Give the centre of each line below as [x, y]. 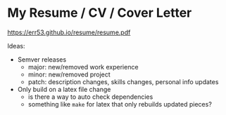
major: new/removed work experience [83, 67]
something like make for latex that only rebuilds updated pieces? [120, 104]
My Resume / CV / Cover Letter [100, 13]
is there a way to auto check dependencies [90, 97]
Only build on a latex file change [64, 89]
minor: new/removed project [69, 74]
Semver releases [42, 59]
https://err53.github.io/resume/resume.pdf [69, 32]
